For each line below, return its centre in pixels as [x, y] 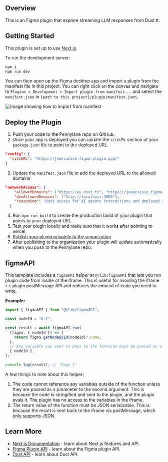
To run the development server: [37, 57]
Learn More [23, 432]
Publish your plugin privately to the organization [62, 237]
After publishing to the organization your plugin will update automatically [87, 242]
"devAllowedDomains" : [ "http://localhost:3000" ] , [67, 197]
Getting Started [30, 36]
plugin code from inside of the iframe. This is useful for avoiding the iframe [82, 280]
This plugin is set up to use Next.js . [41, 48]
